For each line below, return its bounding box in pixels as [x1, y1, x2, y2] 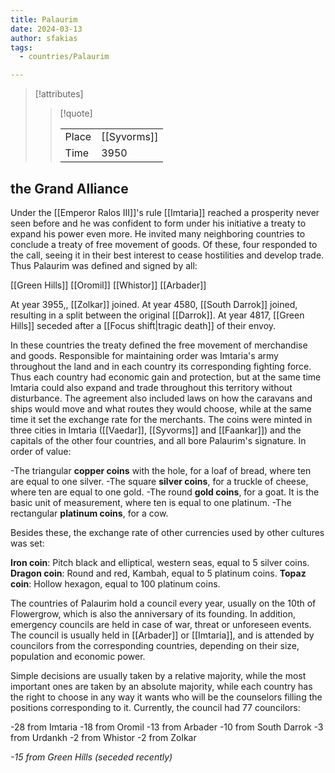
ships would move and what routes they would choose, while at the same [10, 402, 312, 415]
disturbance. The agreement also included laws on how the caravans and [10, 392, 313, 404]
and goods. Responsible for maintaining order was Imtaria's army [10, 349, 279, 361]
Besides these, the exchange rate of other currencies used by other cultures [10, 526, 325, 538]
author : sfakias [10, 33, 78, 43]
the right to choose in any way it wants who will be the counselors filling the [10, 691, 323, 703]
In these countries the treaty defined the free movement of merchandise [10, 339, 308, 351]
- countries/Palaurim [19, 52, 110, 62]
